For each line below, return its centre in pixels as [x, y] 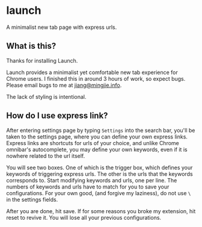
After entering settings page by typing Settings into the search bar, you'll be [101, 130]
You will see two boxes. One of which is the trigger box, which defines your [99, 167]
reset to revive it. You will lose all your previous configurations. [84, 217]
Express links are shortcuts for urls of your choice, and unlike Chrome [93, 143]
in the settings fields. [32, 199]
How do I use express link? [57, 116]
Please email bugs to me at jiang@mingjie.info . [64, 85]
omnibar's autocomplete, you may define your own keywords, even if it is [97, 149]
